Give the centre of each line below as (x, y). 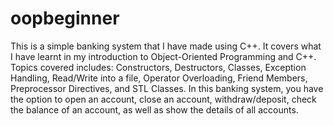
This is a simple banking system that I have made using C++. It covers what (166, 46)
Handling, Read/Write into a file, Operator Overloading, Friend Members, (159, 78)
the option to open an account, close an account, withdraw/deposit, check (163, 99)
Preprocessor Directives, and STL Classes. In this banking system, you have (167, 88)
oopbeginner (65, 18)
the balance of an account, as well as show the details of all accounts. (154, 109)
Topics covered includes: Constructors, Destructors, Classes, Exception (158, 67)
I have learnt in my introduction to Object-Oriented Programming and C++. (163, 56)
